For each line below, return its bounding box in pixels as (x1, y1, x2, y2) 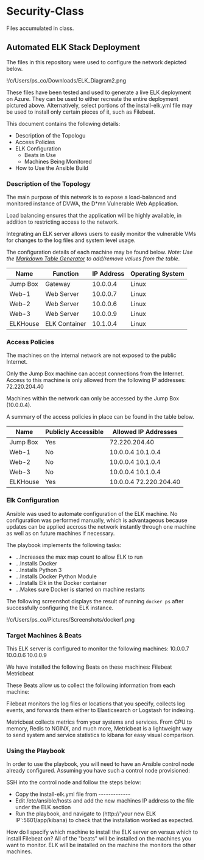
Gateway (45, 280, 71, 289)
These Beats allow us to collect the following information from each (6, 682, 175, 689)
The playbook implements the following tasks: (6, 541, 122, 548)
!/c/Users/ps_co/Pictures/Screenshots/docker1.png (6, 616, 135, 623)
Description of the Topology (6, 179, 91, 188)
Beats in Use (24, 151, 57, 158)
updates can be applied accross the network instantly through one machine (6, 523, 196, 530)
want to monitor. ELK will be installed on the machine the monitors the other (6, 842, 196, 849)
